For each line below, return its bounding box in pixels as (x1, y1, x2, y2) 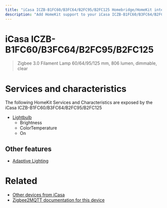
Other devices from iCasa (12, 192, 65, 198)
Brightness (19, 120, 42, 126)
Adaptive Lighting (12, 158, 49, 164)
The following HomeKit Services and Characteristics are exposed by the (5, 100, 153, 105)
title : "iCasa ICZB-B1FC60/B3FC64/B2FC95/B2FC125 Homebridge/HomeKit (5, 7, 153, 12)
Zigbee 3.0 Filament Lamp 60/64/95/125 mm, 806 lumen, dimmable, (17, 60, 158, 66)
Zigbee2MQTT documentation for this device (12, 197, 105, 203)
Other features (5, 145, 52, 153)
